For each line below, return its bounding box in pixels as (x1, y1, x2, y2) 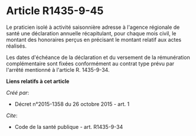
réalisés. (6, 42, 27, 49)
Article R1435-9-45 (6, 4, 104, 18)
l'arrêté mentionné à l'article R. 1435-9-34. (6, 66, 110, 73)
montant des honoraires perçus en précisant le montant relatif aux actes (6, 36, 182, 43)
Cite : (6, 112, 18, 119)
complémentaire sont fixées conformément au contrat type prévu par (6, 60, 175, 67)
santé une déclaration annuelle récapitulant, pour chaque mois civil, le (6, 29, 177, 37)
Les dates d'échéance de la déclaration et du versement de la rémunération (6, 54, 190, 61)
